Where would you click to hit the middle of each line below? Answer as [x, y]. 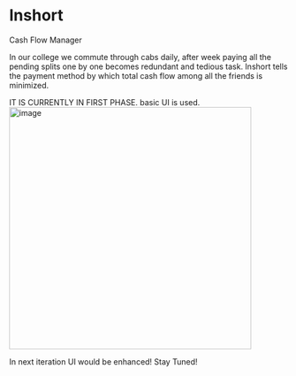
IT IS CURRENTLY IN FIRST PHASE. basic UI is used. [105, 102]
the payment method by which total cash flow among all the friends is [136, 75]
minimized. [29, 85]
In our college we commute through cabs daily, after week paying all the [140, 57]
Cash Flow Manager [46, 40]
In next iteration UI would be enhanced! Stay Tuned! [103, 361]
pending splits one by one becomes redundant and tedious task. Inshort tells [148, 66]
